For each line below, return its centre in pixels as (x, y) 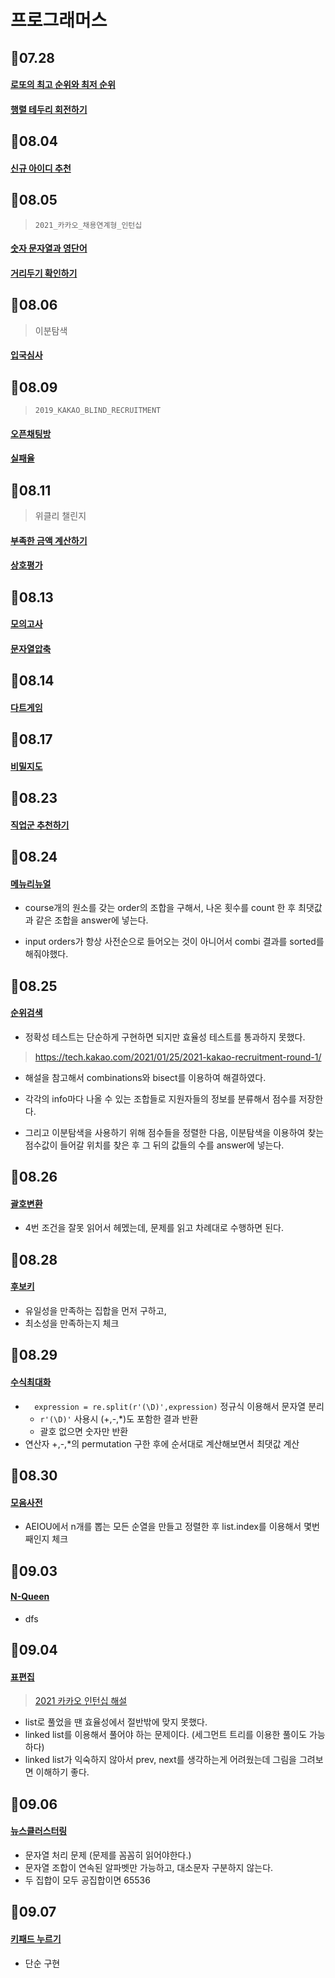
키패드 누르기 (36, 1939)
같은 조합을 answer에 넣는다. (92, 920)
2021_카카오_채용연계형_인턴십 (88, 225)
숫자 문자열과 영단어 (49, 248)
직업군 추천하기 (40, 825)
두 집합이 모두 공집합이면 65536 (87, 1880)
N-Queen (30, 1597)
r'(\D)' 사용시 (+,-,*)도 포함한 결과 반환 (119, 1418)
